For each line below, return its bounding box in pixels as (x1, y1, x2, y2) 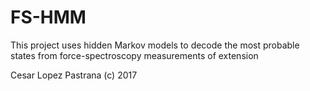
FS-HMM (10, 6, 87, 29)
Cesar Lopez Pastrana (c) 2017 (10, 69, 138, 81)
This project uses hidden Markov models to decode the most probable (10, 39, 300, 51)
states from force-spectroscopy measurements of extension (10, 49, 259, 61)
